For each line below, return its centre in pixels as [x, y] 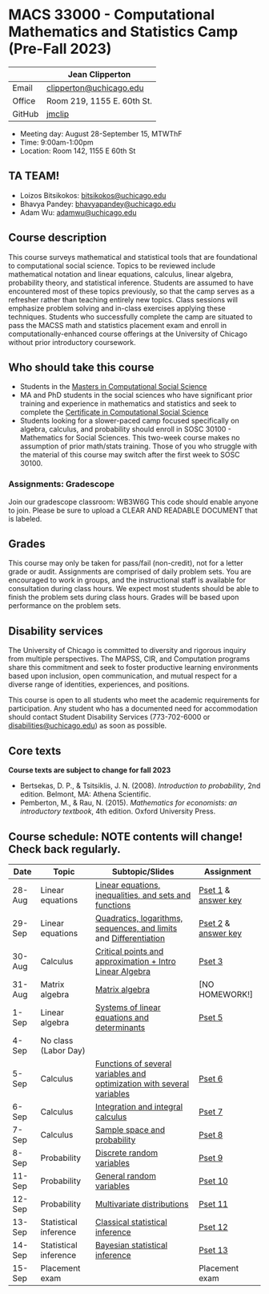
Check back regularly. [65, 849]
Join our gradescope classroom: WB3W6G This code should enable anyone [133, 501]
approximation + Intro [135, 961]
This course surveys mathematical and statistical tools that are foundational [133, 257]
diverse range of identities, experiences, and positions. [99, 684]
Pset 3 [211, 961]
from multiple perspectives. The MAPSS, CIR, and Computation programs [129, 659]
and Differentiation [130, 938]
